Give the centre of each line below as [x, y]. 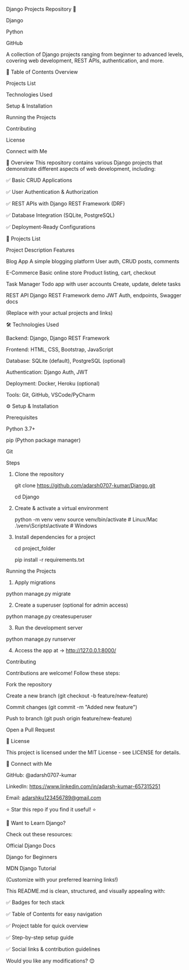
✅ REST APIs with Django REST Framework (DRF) [66, 204]
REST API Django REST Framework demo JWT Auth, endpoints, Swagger [94, 295]
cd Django [27, 497]
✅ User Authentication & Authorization [52, 192]
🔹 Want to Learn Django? [36, 823]
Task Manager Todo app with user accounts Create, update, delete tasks [93, 284]
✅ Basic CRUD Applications [39, 180]
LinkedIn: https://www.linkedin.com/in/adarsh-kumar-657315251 [83, 786]
